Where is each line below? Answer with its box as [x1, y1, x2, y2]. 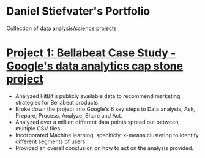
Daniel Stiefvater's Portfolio [6, 4, 151, 18]
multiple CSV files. [15, 124, 62, 132]
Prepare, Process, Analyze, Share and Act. [15, 111, 122, 119]
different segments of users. [15, 138, 87, 145]
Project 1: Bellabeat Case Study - [6, 46, 176, 60]
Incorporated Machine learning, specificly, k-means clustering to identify [15, 131, 199, 138]
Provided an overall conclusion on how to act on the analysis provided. [15, 144, 194, 151]
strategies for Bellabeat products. [15, 99, 100, 106]
